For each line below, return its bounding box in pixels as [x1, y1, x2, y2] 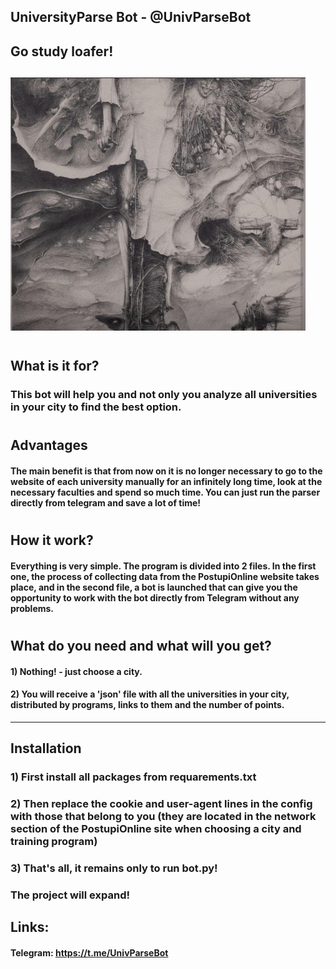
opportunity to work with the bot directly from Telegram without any [10, 591, 300, 604]
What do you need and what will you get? [10, 638, 272, 655]
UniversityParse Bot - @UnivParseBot [10, 9, 252, 26]
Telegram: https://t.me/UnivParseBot [10, 946, 169, 959]
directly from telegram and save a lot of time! [10, 497, 202, 509]
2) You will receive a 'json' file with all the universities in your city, [10, 688, 290, 700]
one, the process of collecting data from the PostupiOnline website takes [10, 570, 320, 582]
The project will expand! [10, 888, 130, 902]
